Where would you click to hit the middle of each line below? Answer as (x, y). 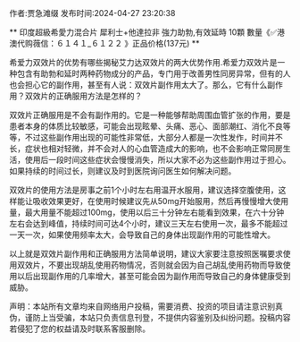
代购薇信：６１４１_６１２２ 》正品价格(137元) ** (108, 43)
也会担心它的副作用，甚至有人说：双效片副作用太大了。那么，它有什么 (138, 85)
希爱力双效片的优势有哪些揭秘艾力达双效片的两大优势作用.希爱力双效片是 (144, 62)
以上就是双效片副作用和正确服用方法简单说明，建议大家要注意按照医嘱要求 (146, 254)
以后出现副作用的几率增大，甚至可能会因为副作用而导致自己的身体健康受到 (154, 276)
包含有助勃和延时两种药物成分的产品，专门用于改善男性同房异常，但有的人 (154, 73)
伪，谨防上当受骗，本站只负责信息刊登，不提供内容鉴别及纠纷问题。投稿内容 (150, 317)
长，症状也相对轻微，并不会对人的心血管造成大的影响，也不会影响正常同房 (146, 149)
